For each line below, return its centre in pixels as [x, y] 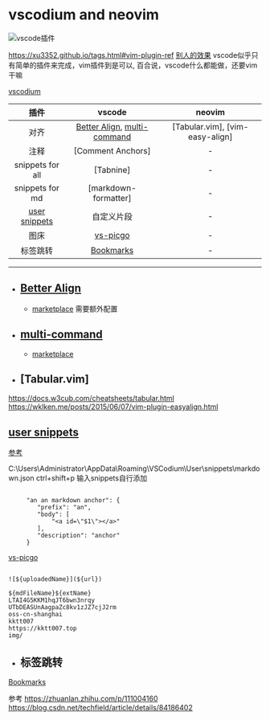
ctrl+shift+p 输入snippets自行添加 [91, 478]
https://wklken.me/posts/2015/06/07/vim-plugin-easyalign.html [113, 407]
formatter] [112, 198]
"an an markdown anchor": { [73, 501]
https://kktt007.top [43, 628]
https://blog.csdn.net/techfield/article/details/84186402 [100, 708]
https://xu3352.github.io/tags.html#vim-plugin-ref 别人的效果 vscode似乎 [130, 55]
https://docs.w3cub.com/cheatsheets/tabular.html [91, 399]
